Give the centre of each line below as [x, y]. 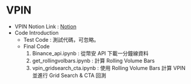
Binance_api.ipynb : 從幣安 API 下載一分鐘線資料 [90, 53]
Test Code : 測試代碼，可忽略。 [61, 39]
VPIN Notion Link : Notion [45, 26]
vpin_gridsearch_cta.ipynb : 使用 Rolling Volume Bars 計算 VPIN [109, 68]
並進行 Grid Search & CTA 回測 [69, 75]
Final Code [36, 46]
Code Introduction [36, 32]
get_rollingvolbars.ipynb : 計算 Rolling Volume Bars [93, 61]
